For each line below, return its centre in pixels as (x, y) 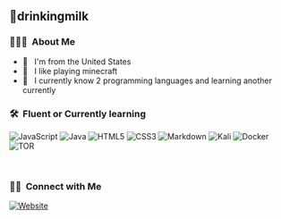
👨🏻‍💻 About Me (43, 42)
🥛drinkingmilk (49, 17)
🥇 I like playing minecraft (70, 71)
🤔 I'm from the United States (77, 61)
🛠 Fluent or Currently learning (77, 114)
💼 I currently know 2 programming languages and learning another (147, 80)
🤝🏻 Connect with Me (55, 186)
